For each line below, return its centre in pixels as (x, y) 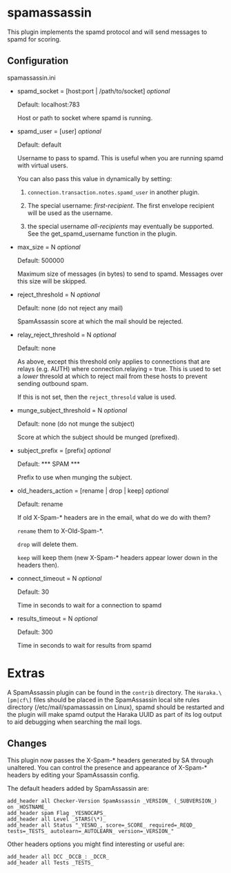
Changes (27, 743)
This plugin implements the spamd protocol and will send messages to (107, 32)
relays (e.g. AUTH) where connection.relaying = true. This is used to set (119, 368)
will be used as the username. (70, 213)
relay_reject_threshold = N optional (67, 335)
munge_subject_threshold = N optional (72, 410)
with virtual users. (42, 165)
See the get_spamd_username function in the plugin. (102, 234)
